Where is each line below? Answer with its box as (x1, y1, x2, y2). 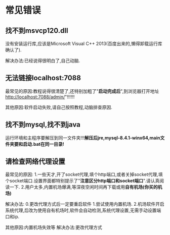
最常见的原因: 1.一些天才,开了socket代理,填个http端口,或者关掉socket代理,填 (5, 171, 163, 178)
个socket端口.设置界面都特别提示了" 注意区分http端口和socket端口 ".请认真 (5, 178, 160, 184)
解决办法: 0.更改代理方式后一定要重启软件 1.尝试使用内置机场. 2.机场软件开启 (5, 201, 164, 207)
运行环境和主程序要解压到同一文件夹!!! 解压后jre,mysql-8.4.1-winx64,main (5, 135, 160, 141)
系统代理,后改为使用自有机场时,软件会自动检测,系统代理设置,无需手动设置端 (5, 207, 161, 213)
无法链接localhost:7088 (5, 74, 81, 82)
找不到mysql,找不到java (5, 121, 81, 129)
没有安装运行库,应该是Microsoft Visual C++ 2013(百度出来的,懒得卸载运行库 (5, 41, 162, 46)
